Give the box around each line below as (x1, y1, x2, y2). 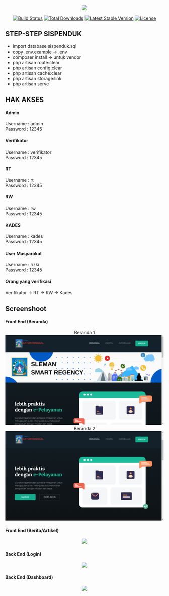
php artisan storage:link (12, 75, 62, 81)
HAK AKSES (5, 95, 44, 104)
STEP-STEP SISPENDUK (5, 30, 82, 38)
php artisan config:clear (12, 65, 62, 71)
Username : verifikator (5, 149, 52, 155)
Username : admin (5, 121, 44, 127)
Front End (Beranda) (5, 318, 48, 324)
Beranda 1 (74, 330, 95, 336)
